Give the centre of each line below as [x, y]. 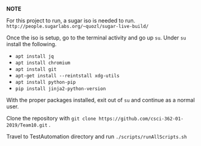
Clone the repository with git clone [51, 118]
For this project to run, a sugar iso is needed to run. [71, 20]
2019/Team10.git [27, 125]
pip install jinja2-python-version [60, 89]
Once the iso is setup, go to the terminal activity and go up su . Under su [96, 38]
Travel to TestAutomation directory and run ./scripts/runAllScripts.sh [97, 137]
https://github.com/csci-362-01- [141, 119]
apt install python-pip [46, 82]
